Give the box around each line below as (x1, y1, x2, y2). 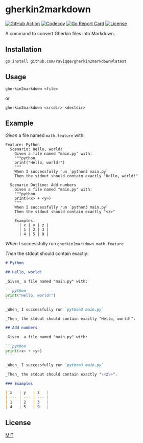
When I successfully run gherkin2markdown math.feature (5, 241, 124, 247)
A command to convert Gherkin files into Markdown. (5, 30, 115, 36)
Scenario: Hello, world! (10, 147, 63, 152)
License (5, 418, 31, 427)
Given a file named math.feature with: (5, 132, 85, 138)
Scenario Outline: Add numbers (10, 182, 77, 188)
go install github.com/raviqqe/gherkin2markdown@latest (5, 59, 127, 64)
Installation (5, 45, 42, 54)
